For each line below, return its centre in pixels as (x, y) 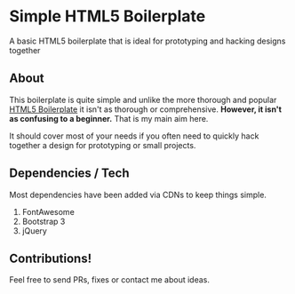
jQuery (34, 230)
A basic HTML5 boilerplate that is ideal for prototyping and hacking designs (147, 41)
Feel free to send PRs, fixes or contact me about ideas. (110, 280)
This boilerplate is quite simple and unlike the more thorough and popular (143, 99)
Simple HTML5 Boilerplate (108, 16)
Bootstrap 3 (44, 221)
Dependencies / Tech (70, 174)
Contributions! (51, 258)
